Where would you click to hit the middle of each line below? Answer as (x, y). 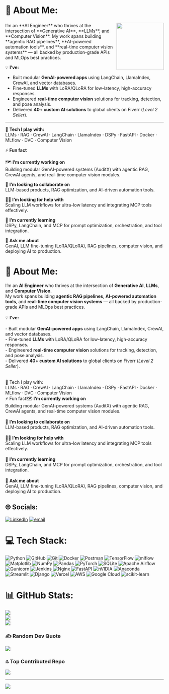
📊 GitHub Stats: (39, 595)
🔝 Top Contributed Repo (35, 661)
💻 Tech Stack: (36, 541)
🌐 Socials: (22, 507)
